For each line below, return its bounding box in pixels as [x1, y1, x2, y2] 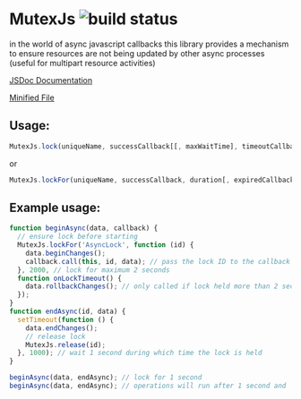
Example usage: [9, 199, 101, 215]
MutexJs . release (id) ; [25, 340, 106, 349]
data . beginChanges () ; [25, 249, 106, 258]
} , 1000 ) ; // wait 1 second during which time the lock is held [17, 349, 262, 358]
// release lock [25, 332, 87, 341]
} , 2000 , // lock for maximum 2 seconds [17, 265, 170, 275]
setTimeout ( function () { [17, 315, 115, 324]
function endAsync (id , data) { [9, 307, 126, 317]
